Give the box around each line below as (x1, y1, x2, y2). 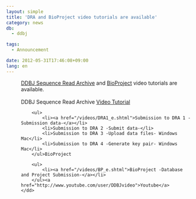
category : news (6, 20, 44, 25)
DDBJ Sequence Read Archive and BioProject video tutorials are (21, 79, 178, 86)
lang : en (6, 63, 28, 69)
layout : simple (6, 8, 44, 15)
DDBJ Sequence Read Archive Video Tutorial (21, 98, 130, 105)
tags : (6, 41, 20, 47)
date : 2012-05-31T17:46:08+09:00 (6, 57, 89, 63)
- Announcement (11, 47, 49, 53)
